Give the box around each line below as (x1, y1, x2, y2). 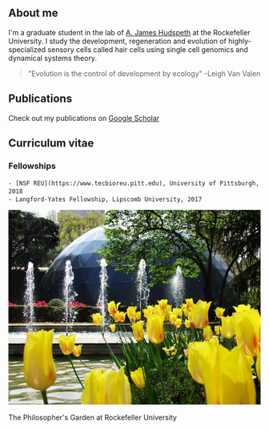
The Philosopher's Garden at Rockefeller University (8, 412, 178, 422)
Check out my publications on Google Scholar (8, 113, 160, 123)
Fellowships (8, 160, 56, 171)
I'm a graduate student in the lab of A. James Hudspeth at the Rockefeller (8, 27, 251, 37)
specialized (8, 44, 46, 54)
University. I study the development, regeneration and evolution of (8, 36, 227, 46)
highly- (227, 36, 252, 46)
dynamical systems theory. (8, 53, 98, 62)
